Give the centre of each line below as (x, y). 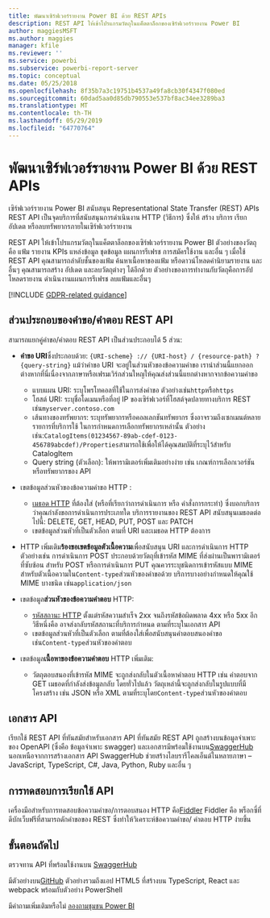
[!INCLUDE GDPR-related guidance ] (68, 294)
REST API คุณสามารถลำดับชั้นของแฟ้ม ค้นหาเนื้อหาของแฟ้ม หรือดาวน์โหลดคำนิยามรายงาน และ (135, 260)
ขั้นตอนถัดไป (33, 845)
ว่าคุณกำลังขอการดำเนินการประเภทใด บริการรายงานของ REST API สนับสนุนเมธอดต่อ (146, 512)
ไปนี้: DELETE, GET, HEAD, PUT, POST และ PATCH (112, 521)
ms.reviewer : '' (35, 53)
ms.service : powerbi (43, 61)
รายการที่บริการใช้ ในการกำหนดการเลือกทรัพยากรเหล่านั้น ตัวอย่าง (118, 426)
